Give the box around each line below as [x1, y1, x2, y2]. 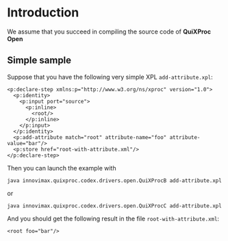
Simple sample [7, 55, 72, 66]
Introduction [7, 5, 79, 21]
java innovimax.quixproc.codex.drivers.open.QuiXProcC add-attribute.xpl [7, 202, 223, 210]
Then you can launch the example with [7, 164, 116, 172]
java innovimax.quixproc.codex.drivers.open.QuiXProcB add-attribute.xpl [7, 177, 223, 184]
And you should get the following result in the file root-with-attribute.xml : [7, 214, 220, 223]
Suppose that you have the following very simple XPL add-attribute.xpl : [7, 73, 214, 81]
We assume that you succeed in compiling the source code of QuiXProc [7, 27, 211, 36]
